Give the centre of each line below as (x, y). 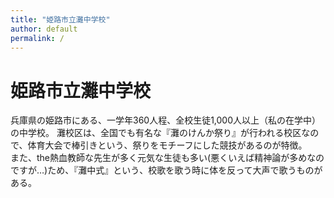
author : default (44, 29)
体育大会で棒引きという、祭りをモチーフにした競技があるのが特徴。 (167, 145)
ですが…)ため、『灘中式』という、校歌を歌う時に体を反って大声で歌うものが (166, 170)
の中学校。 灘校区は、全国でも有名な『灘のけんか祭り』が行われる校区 (156, 133)
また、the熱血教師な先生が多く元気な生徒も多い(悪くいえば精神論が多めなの (167, 158)
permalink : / (37, 38)
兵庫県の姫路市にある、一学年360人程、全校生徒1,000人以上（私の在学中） (166, 120)
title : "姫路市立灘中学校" (60, 19)
